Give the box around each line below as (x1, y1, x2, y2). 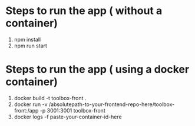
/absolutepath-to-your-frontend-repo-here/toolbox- (48, 101, 175, 108)
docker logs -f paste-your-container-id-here (14, 113, 122, 120)
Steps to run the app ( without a (5, 4, 163, 18)
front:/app (14, 107, 39, 114)
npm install (14, 36, 41, 43)
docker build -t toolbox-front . (14, 94, 87, 101)
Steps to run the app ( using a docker (5, 63, 190, 76)
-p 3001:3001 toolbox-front (39, 107, 105, 114)
